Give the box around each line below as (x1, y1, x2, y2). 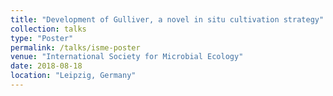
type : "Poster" (10, 33, 74, 43)
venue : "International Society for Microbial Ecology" (10, 52, 244, 62)
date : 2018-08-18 (10, 61, 83, 71)
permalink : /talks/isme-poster (10, 42, 141, 53)
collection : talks (10, 24, 87, 34)
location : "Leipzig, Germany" (10, 71, 137, 81)
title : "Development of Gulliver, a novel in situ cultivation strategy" (10, 14, 325, 25)
